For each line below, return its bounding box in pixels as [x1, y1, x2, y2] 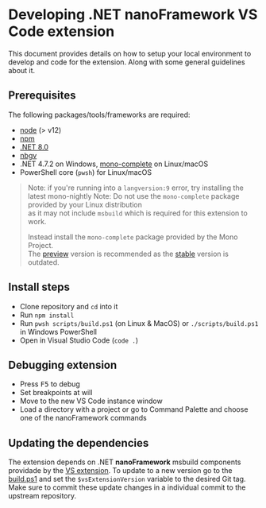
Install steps [8, 281, 70, 294]
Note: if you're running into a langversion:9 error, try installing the [27, 183, 244, 192]
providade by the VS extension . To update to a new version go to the [8, 466, 233, 475]
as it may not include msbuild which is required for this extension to [27, 208, 248, 218]
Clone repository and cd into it [19, 301, 118, 311]
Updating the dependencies [8, 436, 149, 450]
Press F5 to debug [19, 379, 81, 389]
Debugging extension [8, 358, 118, 371]
